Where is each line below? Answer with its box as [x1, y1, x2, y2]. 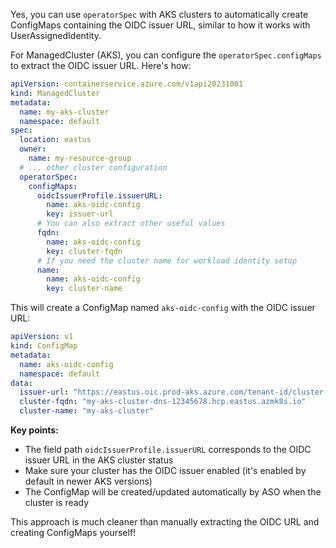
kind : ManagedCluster [10, 88, 101, 98]
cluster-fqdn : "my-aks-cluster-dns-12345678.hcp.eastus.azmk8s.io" [19, 397, 307, 407]
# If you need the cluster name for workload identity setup [36, 255, 298, 266]
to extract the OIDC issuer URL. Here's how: [10, 60, 192, 71]
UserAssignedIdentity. [10, 30, 102, 41]
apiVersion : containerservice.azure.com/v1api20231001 [10, 79, 244, 89]
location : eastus [19, 135, 92, 145]
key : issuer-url [46, 209, 114, 219]
